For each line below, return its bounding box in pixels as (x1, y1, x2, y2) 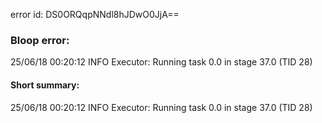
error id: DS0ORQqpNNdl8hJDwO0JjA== (10, 9, 180, 20)
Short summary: (10, 79, 80, 91)
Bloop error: (10, 33, 70, 47)
